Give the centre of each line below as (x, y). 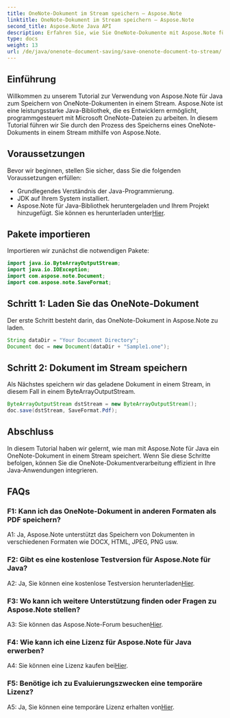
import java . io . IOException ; (49, 270)
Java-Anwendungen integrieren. (53, 470)
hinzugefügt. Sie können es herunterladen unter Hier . (91, 212)
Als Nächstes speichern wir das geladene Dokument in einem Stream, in (109, 384)
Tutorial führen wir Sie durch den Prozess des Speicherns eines (97, 125)
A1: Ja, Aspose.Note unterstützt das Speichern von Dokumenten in (101, 534)
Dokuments (23, 132)
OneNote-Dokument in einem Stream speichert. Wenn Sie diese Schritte (109, 456)
